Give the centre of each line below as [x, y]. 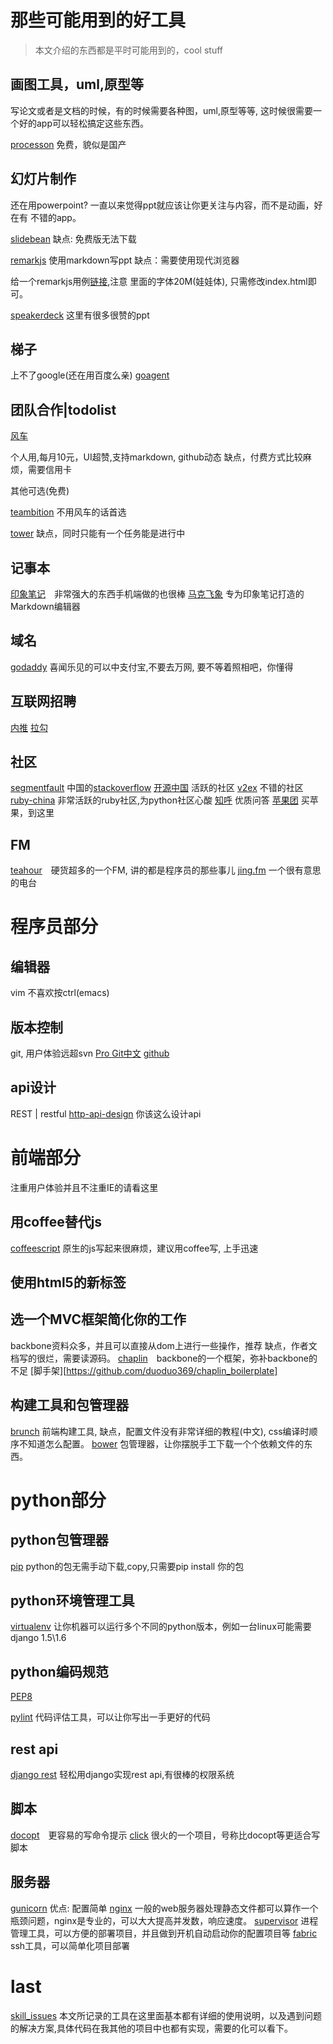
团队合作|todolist [63, 409]
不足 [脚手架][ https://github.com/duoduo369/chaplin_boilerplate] [144, 1370]
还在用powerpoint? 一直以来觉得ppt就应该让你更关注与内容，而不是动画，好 [166, 205]
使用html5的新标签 [68, 1282]
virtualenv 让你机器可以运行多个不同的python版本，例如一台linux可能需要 [161, 1627]
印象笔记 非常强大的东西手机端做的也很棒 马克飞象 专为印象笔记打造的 [157, 594]
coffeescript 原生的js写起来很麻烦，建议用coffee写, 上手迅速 [134, 1248]
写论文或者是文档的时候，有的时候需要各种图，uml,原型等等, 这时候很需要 [161, 110]
